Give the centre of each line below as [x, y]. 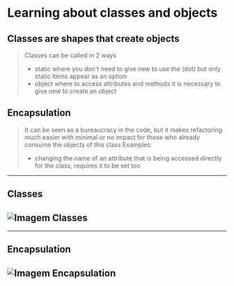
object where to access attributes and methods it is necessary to [127, 84]
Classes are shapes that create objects [93, 39]
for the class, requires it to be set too [87, 165]
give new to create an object [76, 91]
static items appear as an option [81, 76]
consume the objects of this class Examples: [88, 144]
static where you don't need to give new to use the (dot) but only [128, 69]
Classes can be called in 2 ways [70, 55]
